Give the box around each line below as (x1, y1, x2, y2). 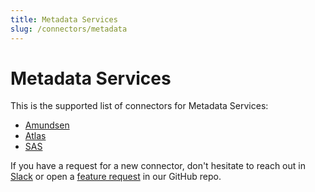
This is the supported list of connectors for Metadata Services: (10, 100, 269, 112)
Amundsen (24, 119, 70, 131)
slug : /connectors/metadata (10, 24, 128, 34)
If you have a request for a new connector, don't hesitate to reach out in (10, 160, 306, 172)
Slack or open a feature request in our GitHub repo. (10, 171, 222, 183)
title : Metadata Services (10, 14, 118, 25)
